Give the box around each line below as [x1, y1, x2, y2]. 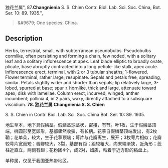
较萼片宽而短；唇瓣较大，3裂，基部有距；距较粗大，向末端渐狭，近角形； [5, 140, 157, 146]
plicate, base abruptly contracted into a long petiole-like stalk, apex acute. [5, 63, 158, 69]
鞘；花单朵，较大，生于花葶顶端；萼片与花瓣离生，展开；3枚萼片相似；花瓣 [5, 134, 162, 140]
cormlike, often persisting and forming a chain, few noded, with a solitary [5, 53, 156, 59]
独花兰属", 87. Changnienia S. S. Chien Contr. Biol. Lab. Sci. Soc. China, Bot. [5, 5, 161, 10]
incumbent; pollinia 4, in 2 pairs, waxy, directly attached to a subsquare [5, 95, 152, 101]
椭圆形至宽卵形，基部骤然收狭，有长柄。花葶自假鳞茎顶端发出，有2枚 [14, 128, 157, 134]
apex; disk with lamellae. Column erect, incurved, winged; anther [5, 90, 139, 96]
